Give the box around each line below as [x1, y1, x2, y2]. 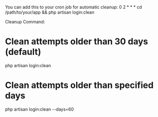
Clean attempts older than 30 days [5, 36, 148, 47]
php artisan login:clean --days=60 [5, 106, 74, 112]
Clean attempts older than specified [5, 80, 154, 91]
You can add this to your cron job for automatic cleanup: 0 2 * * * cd [5, 4, 142, 10]
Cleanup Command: [5, 19, 45, 24]
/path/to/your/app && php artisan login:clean [5, 9, 95, 15]
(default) [5, 47, 41, 58]
